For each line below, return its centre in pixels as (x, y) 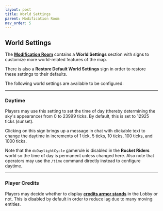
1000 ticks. (16, 141)
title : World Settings (28, 14)
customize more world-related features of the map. (56, 60)
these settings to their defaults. (36, 74)
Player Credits (22, 183)
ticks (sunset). (19, 121)
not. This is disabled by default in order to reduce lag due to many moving (79, 199)
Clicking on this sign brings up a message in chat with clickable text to (75, 131)
